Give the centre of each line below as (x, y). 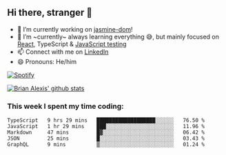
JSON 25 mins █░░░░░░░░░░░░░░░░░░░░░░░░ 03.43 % (106, 138)
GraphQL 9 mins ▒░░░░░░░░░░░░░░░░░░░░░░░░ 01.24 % (106, 145)
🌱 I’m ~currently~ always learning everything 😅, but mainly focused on (118, 37)
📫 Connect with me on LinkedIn (63, 52)
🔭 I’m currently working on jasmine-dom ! (75, 29)
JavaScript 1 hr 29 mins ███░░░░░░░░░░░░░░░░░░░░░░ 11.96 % (106, 127)
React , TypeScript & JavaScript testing (72, 44)
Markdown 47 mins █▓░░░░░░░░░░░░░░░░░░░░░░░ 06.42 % (106, 133)
